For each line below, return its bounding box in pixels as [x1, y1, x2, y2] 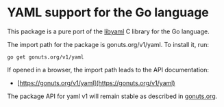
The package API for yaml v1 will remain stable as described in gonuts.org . [7, 92, 218, 100]
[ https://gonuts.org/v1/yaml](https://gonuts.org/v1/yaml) [16, 78, 176, 87]
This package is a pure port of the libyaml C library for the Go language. [7, 27, 210, 35]
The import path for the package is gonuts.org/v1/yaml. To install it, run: [7, 40, 209, 48]
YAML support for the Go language [7, 5, 209, 20]
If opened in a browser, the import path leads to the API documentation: [7, 65, 210, 74]
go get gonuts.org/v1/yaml [7, 53, 84, 61]
